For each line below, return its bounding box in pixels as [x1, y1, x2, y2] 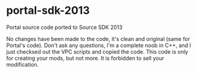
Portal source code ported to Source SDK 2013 [6, 24, 123, 31]
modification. [6, 61, 39, 68]
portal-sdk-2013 [6, 4, 90, 17]
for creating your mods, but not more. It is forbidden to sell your [6, 54, 164, 62]
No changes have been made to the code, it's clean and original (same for [6, 35, 190, 42]
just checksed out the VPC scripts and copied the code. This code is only [6, 48, 189, 55]
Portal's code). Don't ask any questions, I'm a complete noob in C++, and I [6, 42, 192, 49]
